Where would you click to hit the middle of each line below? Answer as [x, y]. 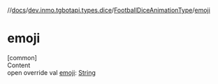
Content [19, 65]
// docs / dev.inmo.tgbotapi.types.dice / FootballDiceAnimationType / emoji [109, 10]
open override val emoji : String [51, 72]
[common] [22, 57]
